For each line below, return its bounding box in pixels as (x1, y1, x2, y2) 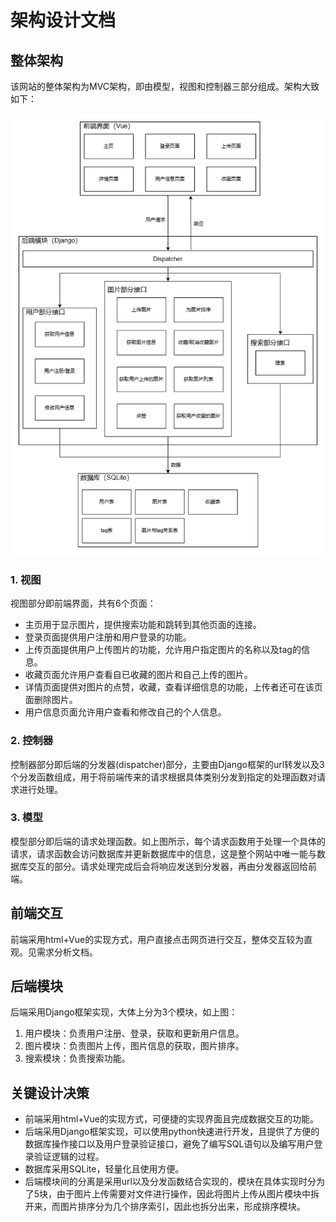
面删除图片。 (24, 694, 78, 706)
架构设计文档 (10, 9, 117, 32)
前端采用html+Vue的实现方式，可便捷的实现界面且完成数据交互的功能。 (24, 1113, 319, 1125)
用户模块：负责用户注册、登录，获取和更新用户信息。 (24, 1027, 245, 1040)
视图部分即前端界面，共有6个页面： (10, 597, 157, 610)
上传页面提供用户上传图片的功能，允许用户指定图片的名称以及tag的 (24, 644, 302, 656)
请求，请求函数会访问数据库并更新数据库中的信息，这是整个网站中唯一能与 (10, 847, 317, 860)
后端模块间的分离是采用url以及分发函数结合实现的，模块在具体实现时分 (24, 1176, 317, 1188)
